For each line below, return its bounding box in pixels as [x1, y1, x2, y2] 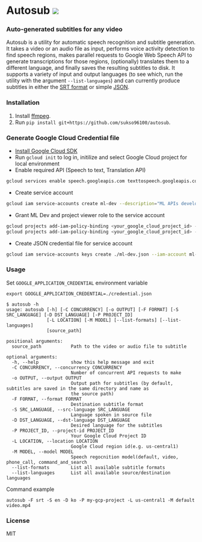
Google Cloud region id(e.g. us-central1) [70, 443, 179, 449]
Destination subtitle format [70, 401, 144, 407]
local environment [14, 160, 60, 167]
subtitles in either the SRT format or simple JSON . [6, 84, 130, 91]
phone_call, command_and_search [6, 459, 87, 465]
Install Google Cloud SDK [14, 147, 78, 155]
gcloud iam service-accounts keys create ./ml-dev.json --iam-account [6, 251, 187, 257]
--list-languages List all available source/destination [11, 470, 171, 476]
